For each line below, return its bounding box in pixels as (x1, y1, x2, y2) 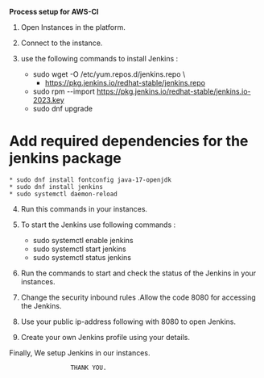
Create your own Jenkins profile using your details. (20, 332, 190, 342)
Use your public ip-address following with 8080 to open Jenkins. (20, 317, 237, 326)
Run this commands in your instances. (20, 204, 148, 213)
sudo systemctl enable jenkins (32, 235, 134, 245)
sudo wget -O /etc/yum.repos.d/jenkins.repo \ (32, 69, 186, 79)
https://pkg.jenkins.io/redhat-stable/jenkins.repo (44, 78, 206, 87)
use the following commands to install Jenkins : (20, 54, 179, 63)
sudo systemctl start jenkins (32, 244, 127, 254)
